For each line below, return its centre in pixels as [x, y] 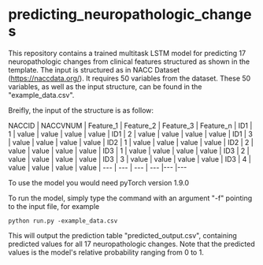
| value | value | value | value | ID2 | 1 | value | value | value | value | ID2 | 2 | [131, 142]
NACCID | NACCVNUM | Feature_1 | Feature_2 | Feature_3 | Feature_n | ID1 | [130, 125]
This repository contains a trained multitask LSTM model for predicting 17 [127, 53]
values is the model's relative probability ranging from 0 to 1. [106, 252]
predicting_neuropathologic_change [130, 15]
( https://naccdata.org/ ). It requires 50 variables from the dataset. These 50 [130, 78]
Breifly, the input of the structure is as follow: [81, 110]
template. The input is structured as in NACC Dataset [94, 69]
